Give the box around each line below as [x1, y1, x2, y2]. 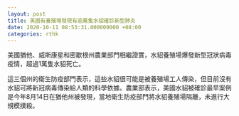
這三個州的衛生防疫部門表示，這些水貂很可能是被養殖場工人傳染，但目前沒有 [7, 75, 232, 83]
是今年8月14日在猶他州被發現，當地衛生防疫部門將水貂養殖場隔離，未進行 [7, 93, 224, 101]
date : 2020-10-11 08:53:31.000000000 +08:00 [7, 23, 142, 31]
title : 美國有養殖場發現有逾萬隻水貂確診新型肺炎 [7, 17, 136, 24]
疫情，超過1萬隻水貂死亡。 [7, 60, 85, 68]
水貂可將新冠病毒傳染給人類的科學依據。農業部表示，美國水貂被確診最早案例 [7, 83, 232, 93]
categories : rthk [7, 30, 59, 38]
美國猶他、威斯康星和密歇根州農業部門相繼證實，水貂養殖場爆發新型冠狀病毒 [7, 51, 232, 59]
